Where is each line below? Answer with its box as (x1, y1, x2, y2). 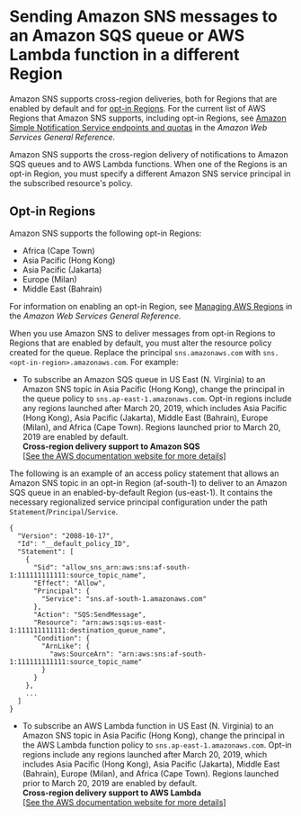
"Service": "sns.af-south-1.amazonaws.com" (41, 594, 207, 604)
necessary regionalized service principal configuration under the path (9, 497, 268, 507)
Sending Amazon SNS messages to (9, 6, 279, 27)
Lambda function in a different (9, 45, 240, 65)
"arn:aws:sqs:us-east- (81, 618, 167, 627)
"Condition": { (32, 633, 91, 642)
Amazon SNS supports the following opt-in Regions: (9, 228, 202, 238)
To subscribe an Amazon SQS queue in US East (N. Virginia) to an (22, 373, 266, 384)
